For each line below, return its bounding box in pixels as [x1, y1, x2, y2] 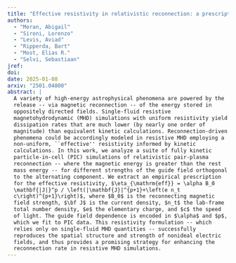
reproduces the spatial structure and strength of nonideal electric [13, 232, 221, 239]
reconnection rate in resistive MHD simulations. [13, 245, 162, 252]
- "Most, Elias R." [13, 50, 71, 57]
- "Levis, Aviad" [13, 36, 65, 43]
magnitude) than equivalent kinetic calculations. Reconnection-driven [13, 128, 228, 135]
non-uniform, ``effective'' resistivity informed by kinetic [13, 141, 197, 148]
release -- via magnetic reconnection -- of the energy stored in [13, 102, 212, 109]
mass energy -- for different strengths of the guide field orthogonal [13, 166, 228, 174]
